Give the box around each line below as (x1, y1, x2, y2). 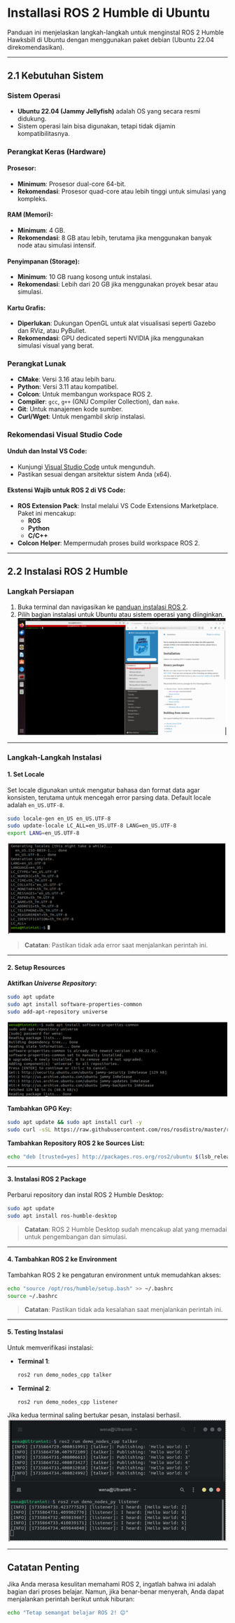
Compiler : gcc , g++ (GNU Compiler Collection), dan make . (17, 397, 180, 406)
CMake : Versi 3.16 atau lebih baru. (17, 375, 117, 383)
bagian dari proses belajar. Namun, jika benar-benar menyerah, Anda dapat (7, 1587, 225, 1596)
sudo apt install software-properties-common (7, 1001, 142, 1008)
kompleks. (17, 194, 48, 203)
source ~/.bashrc (7, 1292, 58, 1299)
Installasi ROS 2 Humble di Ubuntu (7, 5, 211, 21)
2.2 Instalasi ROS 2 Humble (7, 566, 128, 577)
